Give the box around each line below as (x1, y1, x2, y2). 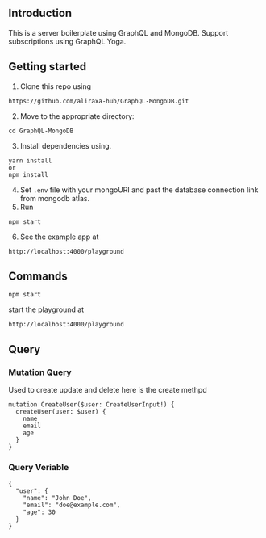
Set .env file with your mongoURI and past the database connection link (19, 185, 259, 195)
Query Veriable (8, 462, 69, 473)
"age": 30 (23, 508, 56, 516)
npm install (8, 170, 48, 179)
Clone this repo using (19, 81, 91, 91)
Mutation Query (8, 367, 72, 378)
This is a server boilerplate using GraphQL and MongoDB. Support (8, 27, 229, 37)
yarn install (8, 157, 52, 165)
